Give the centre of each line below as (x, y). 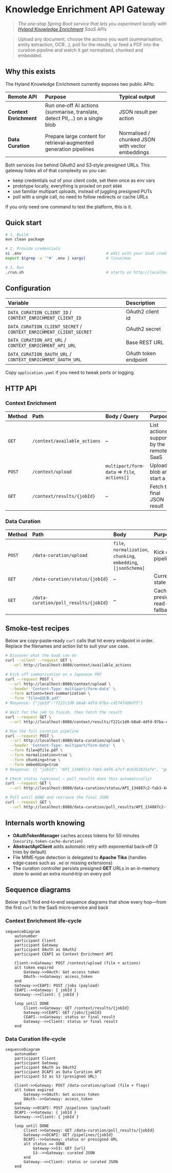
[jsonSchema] (129, 568)
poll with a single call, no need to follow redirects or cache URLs (80, 197)
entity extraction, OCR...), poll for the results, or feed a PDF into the (89, 44)
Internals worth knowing (45, 823)
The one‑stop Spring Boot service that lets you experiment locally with (92, 24)
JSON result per (138, 111)
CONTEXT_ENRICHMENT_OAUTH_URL (45, 360)
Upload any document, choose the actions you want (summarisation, (90, 39)
